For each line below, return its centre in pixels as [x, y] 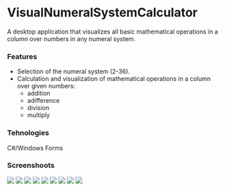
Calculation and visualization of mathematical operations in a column [114, 79]
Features [22, 56]
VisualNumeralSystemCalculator [103, 13]
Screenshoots [31, 166]
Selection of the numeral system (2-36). [73, 72]
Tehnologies [28, 133]
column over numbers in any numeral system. [71, 38]
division [38, 108]
